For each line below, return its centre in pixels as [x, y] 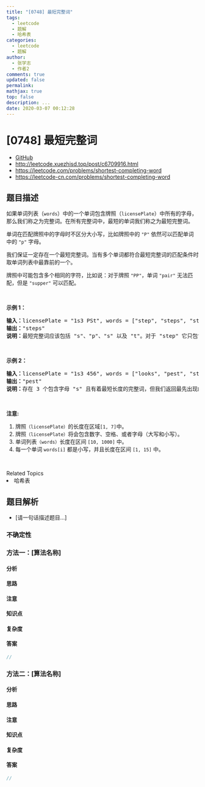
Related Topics [25, 474]
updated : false [26, 80]
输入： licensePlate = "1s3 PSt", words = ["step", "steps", [96, 321]
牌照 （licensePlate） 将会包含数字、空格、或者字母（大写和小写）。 [99, 434]
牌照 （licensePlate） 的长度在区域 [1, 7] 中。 [71, 427]
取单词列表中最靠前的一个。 [41, 262]
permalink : [20, 86]
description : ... [28, 102]
